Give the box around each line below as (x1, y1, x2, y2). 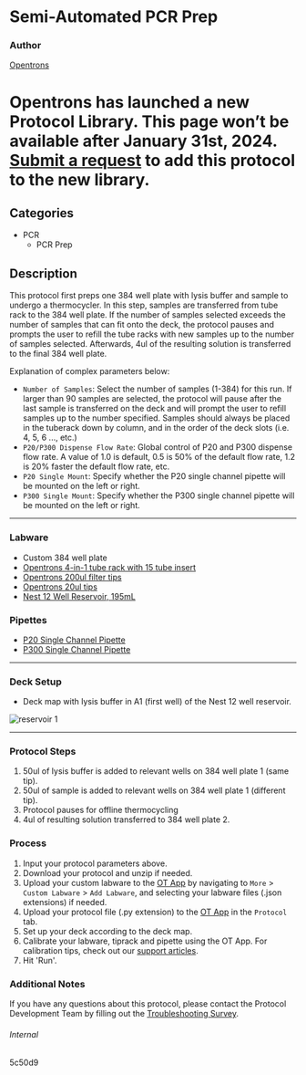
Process (9, 837, 47, 850)
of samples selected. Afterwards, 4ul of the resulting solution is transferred (9, 339, 291, 350)
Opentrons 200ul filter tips (22, 571, 122, 582)
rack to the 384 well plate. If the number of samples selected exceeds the (9, 309, 286, 320)
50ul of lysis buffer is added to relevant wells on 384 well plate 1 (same (22, 766, 290, 777)
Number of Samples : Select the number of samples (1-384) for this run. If (22, 383, 293, 394)
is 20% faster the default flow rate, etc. (22, 461, 170, 472)
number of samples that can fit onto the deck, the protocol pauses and (9, 319, 275, 330)
